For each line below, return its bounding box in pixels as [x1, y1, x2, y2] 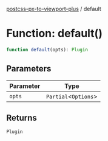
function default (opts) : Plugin [6, 46, 88, 52]
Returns [6, 113, 38, 123]
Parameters [6, 63, 52, 74]
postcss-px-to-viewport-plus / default [6, 5, 101, 12]
